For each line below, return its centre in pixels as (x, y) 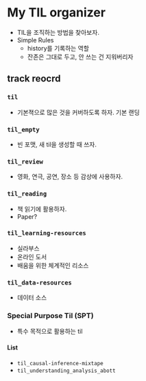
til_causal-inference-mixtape (60, 363)
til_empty (23, 129)
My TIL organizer (57, 13)
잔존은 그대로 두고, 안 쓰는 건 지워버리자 (80, 57)
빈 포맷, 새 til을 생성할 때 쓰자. (57, 144)
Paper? (27, 216)
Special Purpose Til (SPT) (50, 316)
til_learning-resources (47, 233)
